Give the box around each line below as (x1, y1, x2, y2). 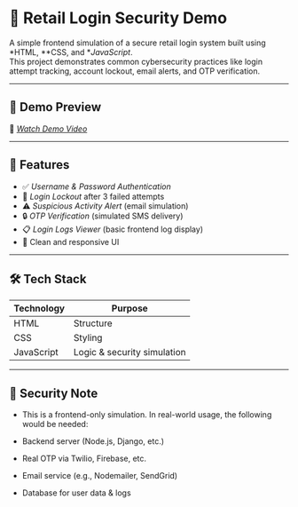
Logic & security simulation (74, 346, 186, 359)
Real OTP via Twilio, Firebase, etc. (21, 453, 147, 464)
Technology (13, 302, 65, 314)
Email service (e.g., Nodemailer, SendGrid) (21, 471, 178, 481)
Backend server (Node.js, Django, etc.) (21, 436, 165, 447)
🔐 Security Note (9, 385, 98, 400)
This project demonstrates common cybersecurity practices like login (9, 56, 263, 67)
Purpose (111, 302, 148, 314)
